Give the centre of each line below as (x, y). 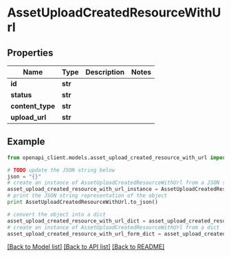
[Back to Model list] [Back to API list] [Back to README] (86, 247)
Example (26, 142)
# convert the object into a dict (57, 214)
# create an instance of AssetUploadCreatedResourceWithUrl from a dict (113, 227)
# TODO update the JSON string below (61, 170)
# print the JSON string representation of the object (87, 196)
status (21, 95)
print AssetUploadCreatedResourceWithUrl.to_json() (82, 202)
